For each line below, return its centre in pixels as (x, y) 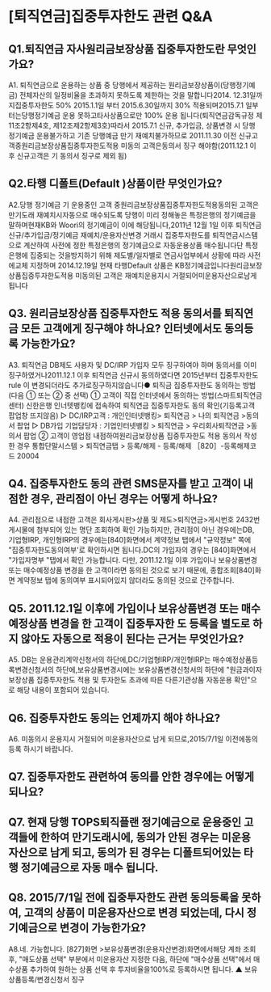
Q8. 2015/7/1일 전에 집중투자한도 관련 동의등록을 (124, 898)
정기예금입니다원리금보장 (223, 265)
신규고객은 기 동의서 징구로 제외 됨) (72, 156)
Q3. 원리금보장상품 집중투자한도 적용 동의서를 (115, 313)
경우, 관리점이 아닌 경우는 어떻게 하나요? (124, 499)
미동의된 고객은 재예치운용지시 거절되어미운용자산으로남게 (166, 275)
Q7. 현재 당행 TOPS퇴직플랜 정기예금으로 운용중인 (125, 822)
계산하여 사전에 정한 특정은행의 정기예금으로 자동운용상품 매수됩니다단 (133, 245)
